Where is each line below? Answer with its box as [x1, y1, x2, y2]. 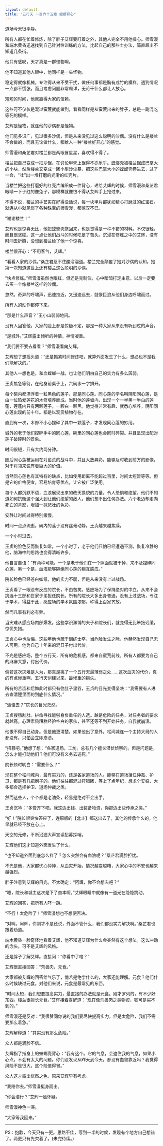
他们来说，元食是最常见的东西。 [43, 980, 107, 986]
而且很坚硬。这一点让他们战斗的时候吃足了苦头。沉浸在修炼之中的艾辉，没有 [5, 232, 158, 237]
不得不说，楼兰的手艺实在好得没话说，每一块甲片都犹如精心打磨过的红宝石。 [5, 198, 158, 205]
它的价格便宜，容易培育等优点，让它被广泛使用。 [9, 479, 107, 485]
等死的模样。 [5, 112, 31, 118]
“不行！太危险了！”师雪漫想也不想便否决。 [5, 910, 90, 916]
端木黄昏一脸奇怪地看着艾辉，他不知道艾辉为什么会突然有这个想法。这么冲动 [5, 937, 158, 943]
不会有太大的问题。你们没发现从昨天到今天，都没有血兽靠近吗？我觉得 [17, 1056, 158, 1062]
